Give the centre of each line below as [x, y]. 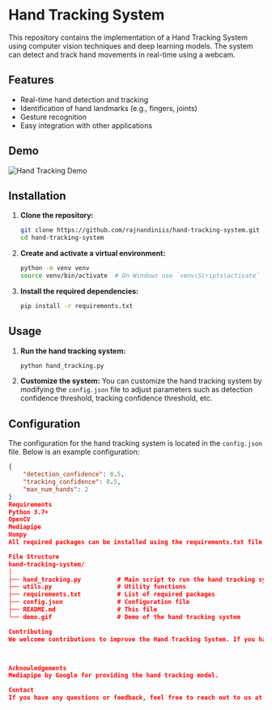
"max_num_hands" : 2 [56, 489]
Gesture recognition [53, 117]
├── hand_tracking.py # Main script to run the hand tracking [132, 580]
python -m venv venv [55, 268]
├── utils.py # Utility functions [97, 587]
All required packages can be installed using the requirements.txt [126, 542]
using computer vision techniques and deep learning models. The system [131, 45]
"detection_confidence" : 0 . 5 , [74, 475]
